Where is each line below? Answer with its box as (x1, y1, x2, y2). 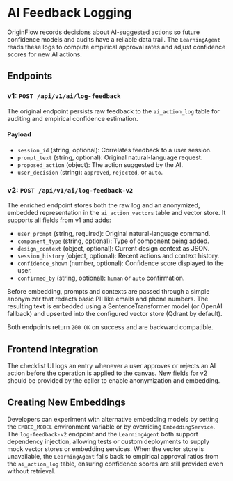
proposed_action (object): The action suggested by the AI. (17, 160, 184, 168)
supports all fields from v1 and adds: (7, 216, 111, 224)
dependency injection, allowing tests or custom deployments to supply (7, 437, 210, 445)
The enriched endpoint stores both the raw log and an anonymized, (7, 201, 200, 210)
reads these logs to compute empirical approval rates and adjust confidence (7, 42, 226, 51)
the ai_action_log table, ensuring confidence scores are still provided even (7, 459, 224, 468)
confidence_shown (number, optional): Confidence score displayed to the (17, 259, 224, 267)
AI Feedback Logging (7, 5, 132, 21)
